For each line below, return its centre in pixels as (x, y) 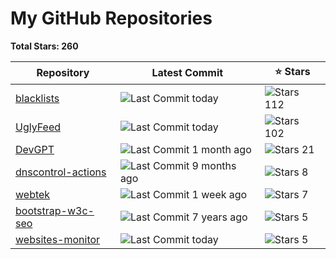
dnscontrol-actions (61, 172)
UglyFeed (38, 127)
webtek (33, 194)
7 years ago (219, 217)
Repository (63, 73)
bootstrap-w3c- (55, 210)
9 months (214, 165)
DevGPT (35, 149)
